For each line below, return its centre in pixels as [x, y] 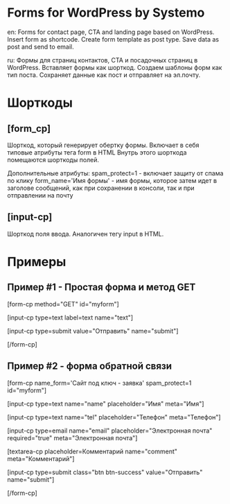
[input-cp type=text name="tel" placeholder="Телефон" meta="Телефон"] [114, 417]
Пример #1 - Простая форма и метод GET [101, 287]
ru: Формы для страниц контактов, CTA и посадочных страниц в [103, 60]
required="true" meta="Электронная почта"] [72, 437]
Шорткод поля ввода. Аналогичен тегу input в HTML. [86, 234]
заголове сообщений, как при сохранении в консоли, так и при [101, 188]
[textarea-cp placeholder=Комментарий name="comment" [92, 451]
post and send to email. [41, 46]
